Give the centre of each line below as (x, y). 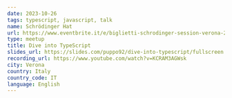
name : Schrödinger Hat (40, 26)
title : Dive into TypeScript (49, 46)
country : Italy (29, 71)
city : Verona (26, 65)
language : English (33, 84)
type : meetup (26, 39)
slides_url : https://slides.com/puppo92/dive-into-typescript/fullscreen (116, 52)
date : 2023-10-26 (32, 13)
